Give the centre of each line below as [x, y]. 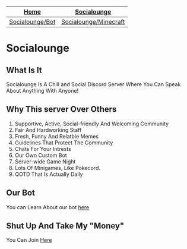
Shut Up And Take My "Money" [65, 226]
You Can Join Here [29, 240]
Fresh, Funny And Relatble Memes [57, 136]
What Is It [24, 70]
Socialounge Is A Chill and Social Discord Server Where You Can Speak [93, 84]
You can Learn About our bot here [48, 207]
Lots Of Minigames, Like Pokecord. [58, 168]
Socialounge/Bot [32, 22]
